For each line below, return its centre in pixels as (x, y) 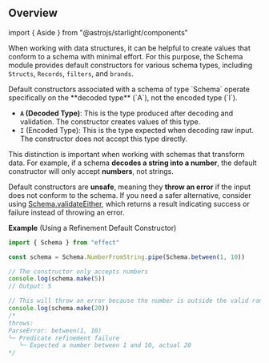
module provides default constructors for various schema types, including (130, 65)
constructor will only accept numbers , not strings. (91, 171)
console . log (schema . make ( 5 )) (57, 279)
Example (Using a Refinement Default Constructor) (92, 228)
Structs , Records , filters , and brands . (71, 73)
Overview (33, 13)
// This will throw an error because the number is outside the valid (128, 301)
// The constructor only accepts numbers (78, 272)
